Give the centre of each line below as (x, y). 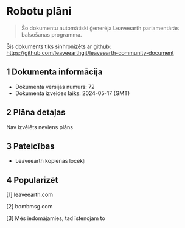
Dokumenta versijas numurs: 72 (55, 87)
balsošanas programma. (51, 34)
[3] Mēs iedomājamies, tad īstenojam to (56, 218)
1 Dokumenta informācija (54, 72)
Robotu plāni (39, 11)
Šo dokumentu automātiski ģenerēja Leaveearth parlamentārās (100, 28)
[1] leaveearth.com (30, 195)
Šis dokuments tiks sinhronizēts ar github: (59, 46)
